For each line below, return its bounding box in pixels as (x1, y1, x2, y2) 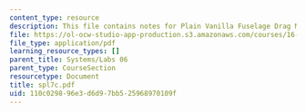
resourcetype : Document (9, 72, 100, 81)
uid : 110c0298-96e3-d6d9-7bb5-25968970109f (9, 89, 178, 98)
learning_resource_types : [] (9, 47, 120, 56)
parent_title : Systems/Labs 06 (9, 55, 128, 64)
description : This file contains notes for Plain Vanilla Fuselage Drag (9, 22, 291, 31)
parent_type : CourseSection (9, 64, 117, 73)
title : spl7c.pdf (9, 80, 76, 89)
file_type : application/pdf (9, 38, 117, 48)
